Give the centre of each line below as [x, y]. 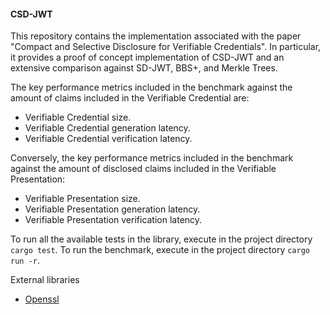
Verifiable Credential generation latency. [107, 128]
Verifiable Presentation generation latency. [112, 209]
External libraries [45, 280]
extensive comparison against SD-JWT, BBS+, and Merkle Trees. [144, 68]
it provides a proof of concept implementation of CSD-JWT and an [147, 57]
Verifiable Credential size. [78, 117]
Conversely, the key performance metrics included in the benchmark [152, 158]
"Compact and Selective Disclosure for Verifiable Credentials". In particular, [166, 47]
